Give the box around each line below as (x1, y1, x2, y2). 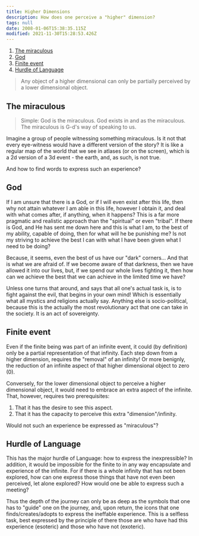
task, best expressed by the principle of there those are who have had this (6, 517, 188, 524)
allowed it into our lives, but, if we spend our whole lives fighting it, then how (6, 267, 194, 274)
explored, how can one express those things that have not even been (6, 474, 175, 481)
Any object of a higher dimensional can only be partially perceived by (20, 78, 191, 85)
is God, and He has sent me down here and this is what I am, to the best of (6, 224, 189, 231)
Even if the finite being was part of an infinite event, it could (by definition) (6, 343, 188, 350)
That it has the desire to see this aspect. (14, 404, 113, 411)
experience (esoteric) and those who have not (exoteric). (6, 523, 146, 530)
